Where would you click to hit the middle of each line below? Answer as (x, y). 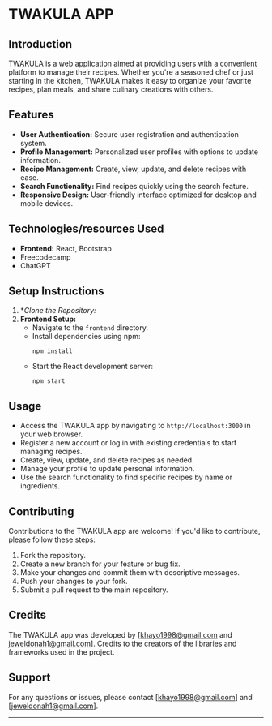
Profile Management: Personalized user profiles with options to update (139, 152)
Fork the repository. (53, 556)
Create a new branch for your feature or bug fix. (100, 564)
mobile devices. (47, 203)
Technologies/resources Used (86, 229)
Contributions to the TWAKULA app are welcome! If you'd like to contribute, (134, 531)
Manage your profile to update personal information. (107, 469)
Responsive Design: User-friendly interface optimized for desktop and (138, 195)
